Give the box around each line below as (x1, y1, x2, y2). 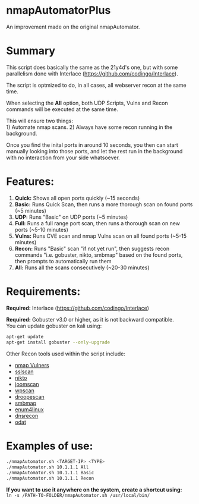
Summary (6, 44, 55, 58)
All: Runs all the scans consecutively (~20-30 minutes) (14, 264, 150, 271)
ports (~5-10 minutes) (14, 226, 68, 233)
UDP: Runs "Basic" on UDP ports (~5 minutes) (14, 213, 128, 220)
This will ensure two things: (6, 117, 73, 124)
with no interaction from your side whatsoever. (6, 154, 120, 161)
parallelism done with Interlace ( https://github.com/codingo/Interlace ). (6, 70, 178, 77)
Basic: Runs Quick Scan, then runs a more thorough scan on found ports (14, 200, 193, 208)
